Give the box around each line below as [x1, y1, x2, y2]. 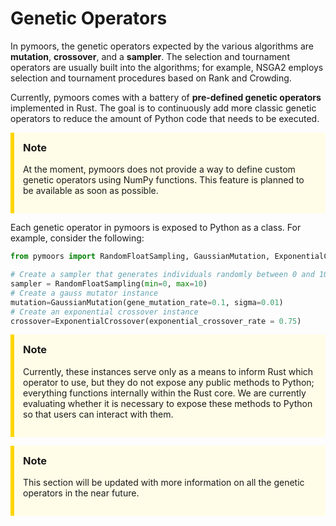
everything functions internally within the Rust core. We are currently [23, 387, 307, 399]
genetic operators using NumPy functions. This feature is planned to [23, 174, 305, 186]
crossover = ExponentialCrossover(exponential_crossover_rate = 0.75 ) [10, 316, 302, 326]
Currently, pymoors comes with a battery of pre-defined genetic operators [10, 91, 322, 103]
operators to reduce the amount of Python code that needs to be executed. [10, 112, 320, 124]
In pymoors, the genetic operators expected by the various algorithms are [10, 40, 314, 52]
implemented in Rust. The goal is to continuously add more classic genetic [10, 102, 317, 114]
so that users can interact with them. [23, 408, 174, 420]
